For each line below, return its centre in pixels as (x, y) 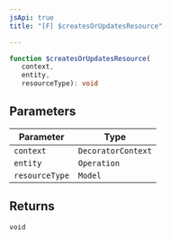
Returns (32, 206)
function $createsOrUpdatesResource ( (80, 58)
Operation (99, 163)
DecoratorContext (115, 150)
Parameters (43, 112)
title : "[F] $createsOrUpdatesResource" (86, 26)
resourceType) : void (60, 84)
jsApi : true (31, 18)
